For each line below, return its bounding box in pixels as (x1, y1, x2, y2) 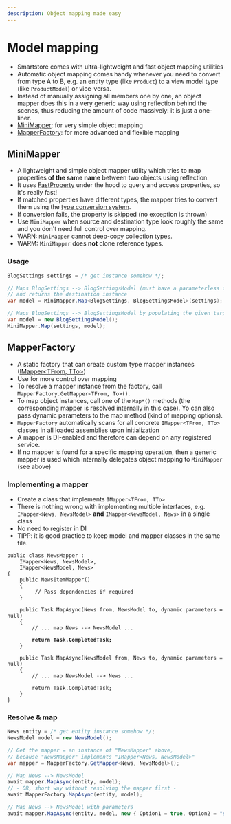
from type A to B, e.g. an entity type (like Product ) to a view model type (16, 77, 219, 85)
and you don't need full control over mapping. (16, 225, 147, 233)
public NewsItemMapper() (19, 576, 91, 583)
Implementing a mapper (7, 479, 89, 489)
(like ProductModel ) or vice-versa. (16, 84, 111, 93)
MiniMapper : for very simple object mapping (16, 121, 143, 129)
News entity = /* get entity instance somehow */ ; (7, 728, 155, 735)
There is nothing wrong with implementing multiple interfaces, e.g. (16, 502, 206, 510)
